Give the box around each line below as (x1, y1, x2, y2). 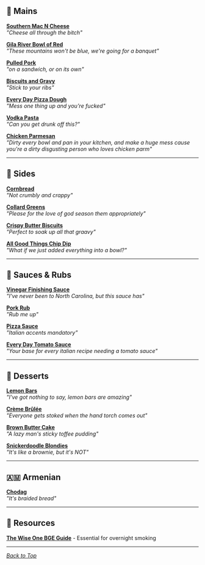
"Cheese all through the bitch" (6, 29, 83, 36)
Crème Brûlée (6, 406, 42, 413)
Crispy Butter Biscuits (6, 221, 63, 229)
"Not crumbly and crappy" (6, 191, 73, 199)
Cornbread (6, 184, 35, 192)
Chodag (6, 488, 27, 495)
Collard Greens (6, 203, 46, 211)
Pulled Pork (6, 59, 37, 66)
